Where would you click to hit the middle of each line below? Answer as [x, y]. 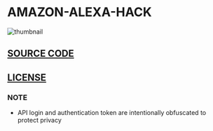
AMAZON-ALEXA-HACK [80, 12]
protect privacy [39, 120]
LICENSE [27, 77]
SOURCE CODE [41, 54]
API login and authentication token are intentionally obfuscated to [112, 113]
